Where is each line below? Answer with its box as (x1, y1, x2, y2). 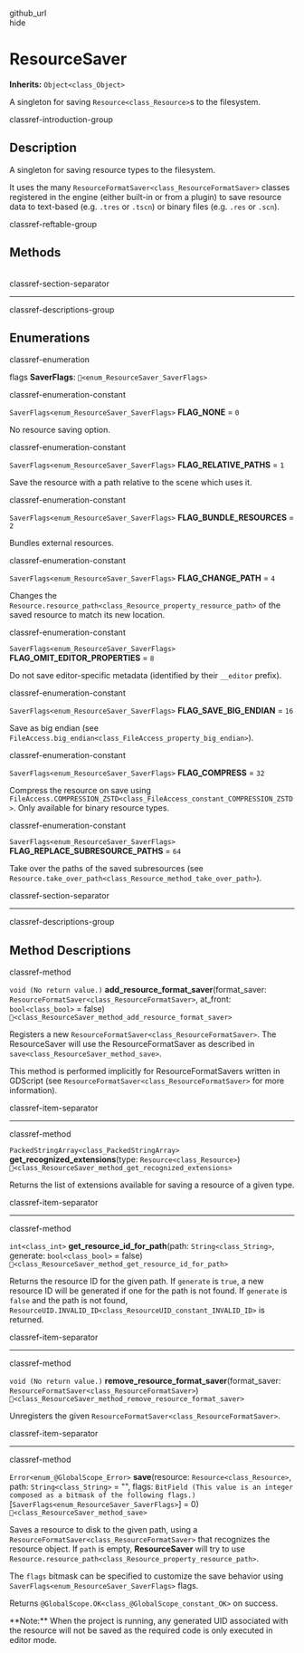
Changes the (9, 591, 57, 601)
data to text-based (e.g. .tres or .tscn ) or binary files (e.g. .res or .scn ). (9, 201, 280, 212)
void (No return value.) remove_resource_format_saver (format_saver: (9, 1376, 281, 1387)
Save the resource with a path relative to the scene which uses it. (9, 477, 252, 488)
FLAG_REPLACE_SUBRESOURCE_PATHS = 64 (9, 846, 182, 857)
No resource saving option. (9, 425, 111, 436)
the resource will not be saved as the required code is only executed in (9, 1625, 273, 1636)
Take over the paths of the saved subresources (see (9, 863, 204, 874)
